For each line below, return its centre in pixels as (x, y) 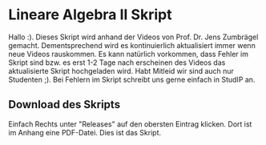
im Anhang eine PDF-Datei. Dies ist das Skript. (85, 132)
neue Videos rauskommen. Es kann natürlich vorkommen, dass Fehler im (128, 54)
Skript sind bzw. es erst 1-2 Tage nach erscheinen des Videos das (117, 62)
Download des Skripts (64, 105)
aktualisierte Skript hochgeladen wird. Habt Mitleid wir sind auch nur (121, 70)
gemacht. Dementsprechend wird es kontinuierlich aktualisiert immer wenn (132, 45)
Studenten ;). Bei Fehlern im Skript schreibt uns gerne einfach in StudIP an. (132, 79)
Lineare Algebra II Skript (90, 15)
